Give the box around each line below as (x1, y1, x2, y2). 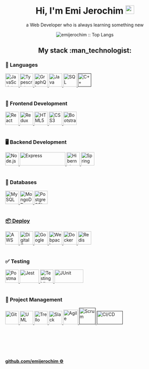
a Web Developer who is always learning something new (26, 22, 144, 28)
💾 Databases (5, 179, 37, 186)
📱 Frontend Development (5, 100, 68, 107)
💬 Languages (5, 61, 38, 68)
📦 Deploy (5, 218, 30, 225)
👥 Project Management (5, 296, 63, 303)
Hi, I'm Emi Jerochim (35, 5, 124, 17)
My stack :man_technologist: (38, 46, 132, 55)
